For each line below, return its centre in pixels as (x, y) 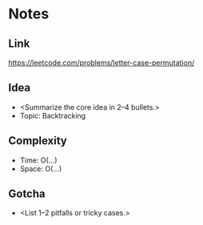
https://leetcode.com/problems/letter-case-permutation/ (101, 62)
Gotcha (27, 194)
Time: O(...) (38, 160)
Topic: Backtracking (53, 115)
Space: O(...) (41, 168)
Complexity (38, 141)
